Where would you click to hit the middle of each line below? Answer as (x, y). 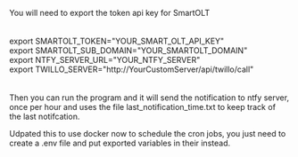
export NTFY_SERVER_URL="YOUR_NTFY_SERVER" (105, 60)
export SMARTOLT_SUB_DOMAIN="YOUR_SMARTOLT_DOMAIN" (128, 51)
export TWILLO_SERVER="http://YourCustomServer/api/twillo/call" (132, 69)
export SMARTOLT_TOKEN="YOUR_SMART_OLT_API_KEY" (117, 41)
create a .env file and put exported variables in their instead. (120, 143)
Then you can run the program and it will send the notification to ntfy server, (149, 98)
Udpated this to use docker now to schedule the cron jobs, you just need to (148, 133)
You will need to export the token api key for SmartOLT (110, 13)
